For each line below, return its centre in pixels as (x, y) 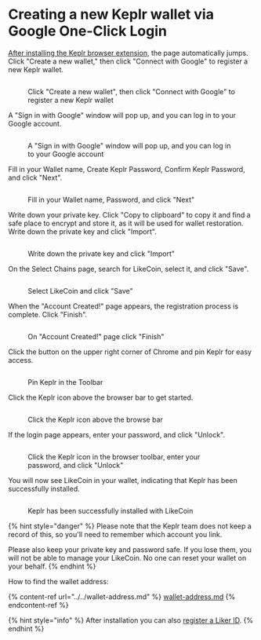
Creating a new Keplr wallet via (111, 15)
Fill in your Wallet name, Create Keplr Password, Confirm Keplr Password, (127, 169)
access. (21, 360)
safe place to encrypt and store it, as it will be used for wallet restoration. (126, 223)
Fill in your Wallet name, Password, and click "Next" (111, 199)
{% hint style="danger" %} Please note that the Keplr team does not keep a (130, 526)
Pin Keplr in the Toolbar (65, 382)
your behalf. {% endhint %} (52, 566)
